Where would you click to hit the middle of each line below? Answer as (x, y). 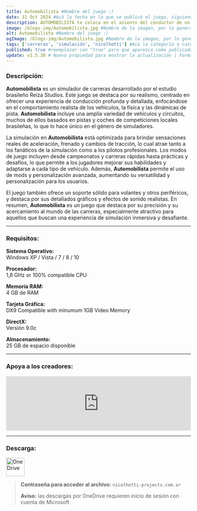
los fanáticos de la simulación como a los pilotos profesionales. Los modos (96, 150)
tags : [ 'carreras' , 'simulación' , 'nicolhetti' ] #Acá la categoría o (93, 45)
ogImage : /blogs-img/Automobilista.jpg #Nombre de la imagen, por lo (93, 39)
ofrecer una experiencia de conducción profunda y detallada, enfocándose (97, 101)
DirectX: (16, 322)
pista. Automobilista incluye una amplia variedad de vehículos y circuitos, (96, 113)
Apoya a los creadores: (40, 366)
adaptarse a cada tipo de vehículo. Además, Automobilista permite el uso (95, 169)
